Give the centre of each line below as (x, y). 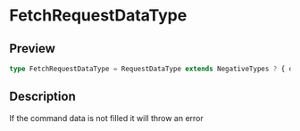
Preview (33, 49)
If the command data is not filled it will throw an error (106, 118)
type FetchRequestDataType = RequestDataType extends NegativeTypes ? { (147, 69)
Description (42, 97)
